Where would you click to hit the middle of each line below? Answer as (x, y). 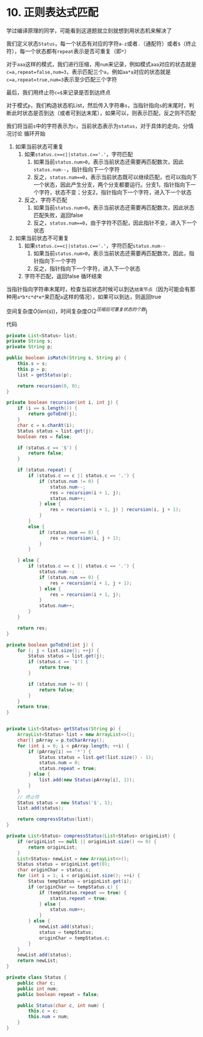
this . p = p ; (32, 369)
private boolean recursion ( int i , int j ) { (62, 403)
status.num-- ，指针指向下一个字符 (77, 169)
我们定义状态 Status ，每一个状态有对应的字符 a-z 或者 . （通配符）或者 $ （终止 (101, 43)
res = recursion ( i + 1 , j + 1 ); (91, 583)
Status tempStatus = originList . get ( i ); (80, 881)
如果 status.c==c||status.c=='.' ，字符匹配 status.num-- (95, 245)
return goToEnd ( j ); (53, 414)
